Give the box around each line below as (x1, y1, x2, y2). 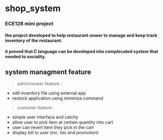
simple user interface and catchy (12, 114, 79, 120)
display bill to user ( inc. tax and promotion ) (12, 130, 99, 136)
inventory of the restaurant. (5, 37, 62, 43)
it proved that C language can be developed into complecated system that (5, 49, 159, 54)
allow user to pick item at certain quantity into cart (12, 120, 113, 125)
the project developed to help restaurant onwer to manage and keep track (5, 32, 158, 38)
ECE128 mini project (5, 20, 54, 27)
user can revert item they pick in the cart (12, 124, 94, 130)
